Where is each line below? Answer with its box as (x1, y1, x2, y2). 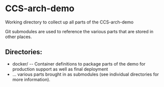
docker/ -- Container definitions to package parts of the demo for (12, 61, 146, 66)
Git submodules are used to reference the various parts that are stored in (5, 28, 154, 34)
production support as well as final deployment (12, 66, 108, 72)
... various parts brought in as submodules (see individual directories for (12, 71, 159, 77)
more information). (12, 76, 50, 82)
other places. (5, 34, 32, 40)
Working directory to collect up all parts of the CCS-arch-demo (5, 19, 134, 25)
